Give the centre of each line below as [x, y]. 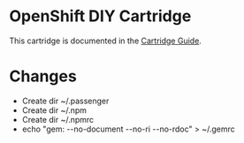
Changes [43, 76]
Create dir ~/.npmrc [58, 119]
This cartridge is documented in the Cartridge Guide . [105, 41]
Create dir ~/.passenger [65, 101]
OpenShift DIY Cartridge [100, 16]
